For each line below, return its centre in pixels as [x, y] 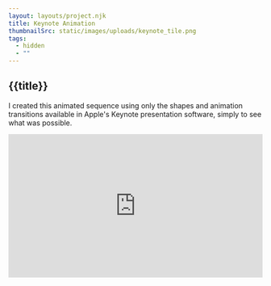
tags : [17, 38]
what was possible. [40, 123]
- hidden [30, 46]
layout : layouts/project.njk [57, 16]
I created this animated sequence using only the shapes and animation [126, 105]
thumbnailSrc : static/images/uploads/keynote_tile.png [102, 31]
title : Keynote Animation [52, 23]
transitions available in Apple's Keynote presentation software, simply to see [135, 114]
